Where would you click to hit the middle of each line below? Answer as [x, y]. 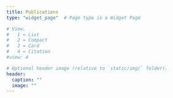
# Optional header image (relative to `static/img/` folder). [87, 68]
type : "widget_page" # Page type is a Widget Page [73, 18]
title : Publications [33, 12]
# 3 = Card [23, 46]
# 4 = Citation [28, 52]
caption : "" [27, 80]
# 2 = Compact [27, 40]
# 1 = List [23, 34]
